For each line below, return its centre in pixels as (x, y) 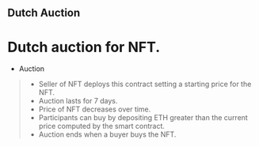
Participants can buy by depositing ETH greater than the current (143, 118)
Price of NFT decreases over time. (95, 109)
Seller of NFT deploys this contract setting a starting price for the (145, 84)
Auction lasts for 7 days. (78, 101)
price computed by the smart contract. (102, 126)
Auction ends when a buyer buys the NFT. (107, 134)
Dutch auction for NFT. (84, 47)
